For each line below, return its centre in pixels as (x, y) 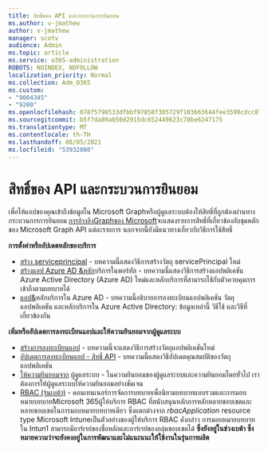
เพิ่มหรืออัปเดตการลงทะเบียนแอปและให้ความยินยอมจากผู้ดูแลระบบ (95, 332)
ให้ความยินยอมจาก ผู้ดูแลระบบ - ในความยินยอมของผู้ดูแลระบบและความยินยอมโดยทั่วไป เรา (140, 375)
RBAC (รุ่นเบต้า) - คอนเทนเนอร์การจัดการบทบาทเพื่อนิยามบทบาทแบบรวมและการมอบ (133, 393)
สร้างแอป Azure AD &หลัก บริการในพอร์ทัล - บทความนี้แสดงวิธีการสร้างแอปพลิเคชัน (132, 271)
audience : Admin (35, 46)
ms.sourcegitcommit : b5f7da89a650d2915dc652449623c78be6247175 (116, 120)
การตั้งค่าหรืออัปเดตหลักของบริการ (52, 245)
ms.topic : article (39, 53)
